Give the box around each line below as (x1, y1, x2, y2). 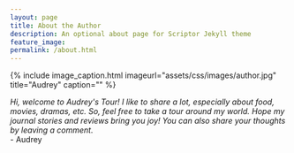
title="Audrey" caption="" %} (10, 80, 117, 90)
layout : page (10, 12, 58, 22)
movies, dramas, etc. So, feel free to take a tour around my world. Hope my (10, 106, 285, 117)
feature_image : (10, 37, 66, 47)
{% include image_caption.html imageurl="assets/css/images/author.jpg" (10, 70, 277, 80)
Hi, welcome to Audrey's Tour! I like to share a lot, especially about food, (10, 96, 275, 107)
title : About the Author (10, 21, 102, 30)
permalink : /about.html (10, 46, 98, 55)
